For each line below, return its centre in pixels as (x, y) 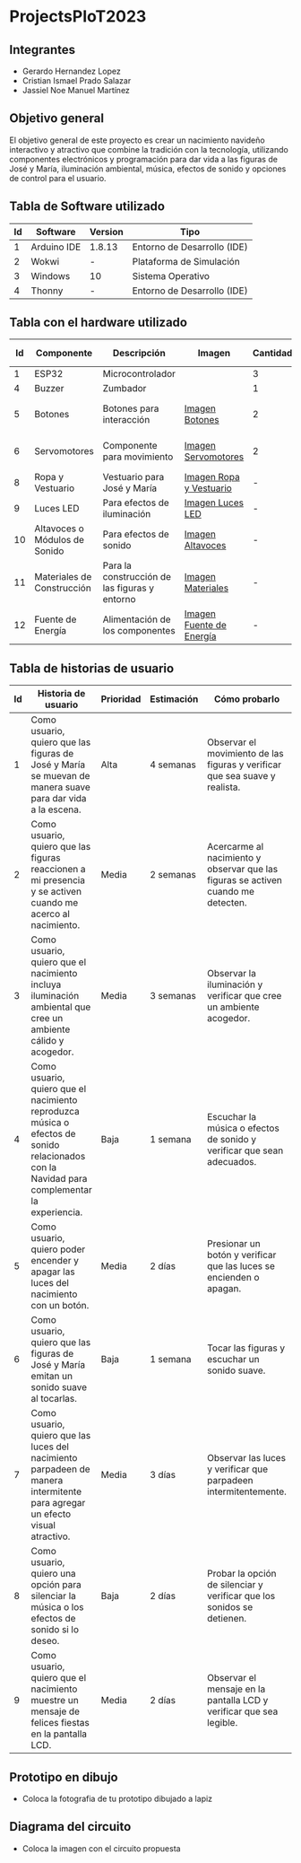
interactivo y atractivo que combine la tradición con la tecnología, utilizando (149, 149)
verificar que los (241, 1596)
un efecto (51, 1514)
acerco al (50, 914)
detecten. (228, 903)
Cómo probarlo (247, 699)
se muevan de (60, 776)
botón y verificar (242, 1255)
